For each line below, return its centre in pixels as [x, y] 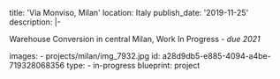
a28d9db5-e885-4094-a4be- [216, 56]
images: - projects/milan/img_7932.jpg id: [85, 56]
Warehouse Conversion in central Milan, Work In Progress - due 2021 [135, 39]
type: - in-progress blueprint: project [133, 65]
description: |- [35, 22]
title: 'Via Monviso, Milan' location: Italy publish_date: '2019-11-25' [129, 13]
